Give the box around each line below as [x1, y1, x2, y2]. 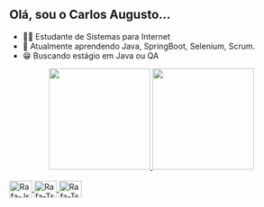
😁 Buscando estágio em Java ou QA [22, 49, 159, 61]
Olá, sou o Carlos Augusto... [9, 7, 171, 22]
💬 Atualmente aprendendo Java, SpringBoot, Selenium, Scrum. [22, 40, 256, 51]
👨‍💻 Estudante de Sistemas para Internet [22, 31, 171, 41]
